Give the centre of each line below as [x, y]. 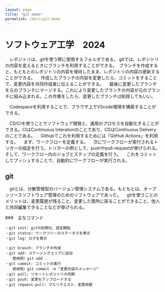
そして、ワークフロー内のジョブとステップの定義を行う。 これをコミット [81, 154]
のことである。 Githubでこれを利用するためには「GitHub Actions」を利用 [82, 136]
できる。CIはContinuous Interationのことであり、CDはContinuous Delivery [81, 130]
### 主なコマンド [24, 218]
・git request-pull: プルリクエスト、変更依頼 [49, 285]
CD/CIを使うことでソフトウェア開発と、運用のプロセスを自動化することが [84, 123]
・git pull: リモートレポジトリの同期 [40, 274]
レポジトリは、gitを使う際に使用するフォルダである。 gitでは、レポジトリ [84, 59]
